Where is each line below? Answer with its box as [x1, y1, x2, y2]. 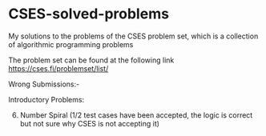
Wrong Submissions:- [8, 79, 80, 89]
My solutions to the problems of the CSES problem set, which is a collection [8, 31, 259, 41]
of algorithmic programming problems [8, 39, 134, 49]
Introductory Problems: [8, 94, 85, 104]
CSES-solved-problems [8, 5, 170, 23]
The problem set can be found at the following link [8, 55, 175, 65]
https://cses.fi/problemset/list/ [8, 63, 109, 73]
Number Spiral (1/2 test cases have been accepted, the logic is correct [19, 110, 253, 120]
